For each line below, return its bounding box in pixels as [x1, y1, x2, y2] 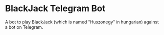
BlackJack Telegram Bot [5, 3, 106, 14]
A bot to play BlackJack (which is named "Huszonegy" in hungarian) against [5, 19, 159, 25]
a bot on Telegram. [5, 24, 43, 30]
